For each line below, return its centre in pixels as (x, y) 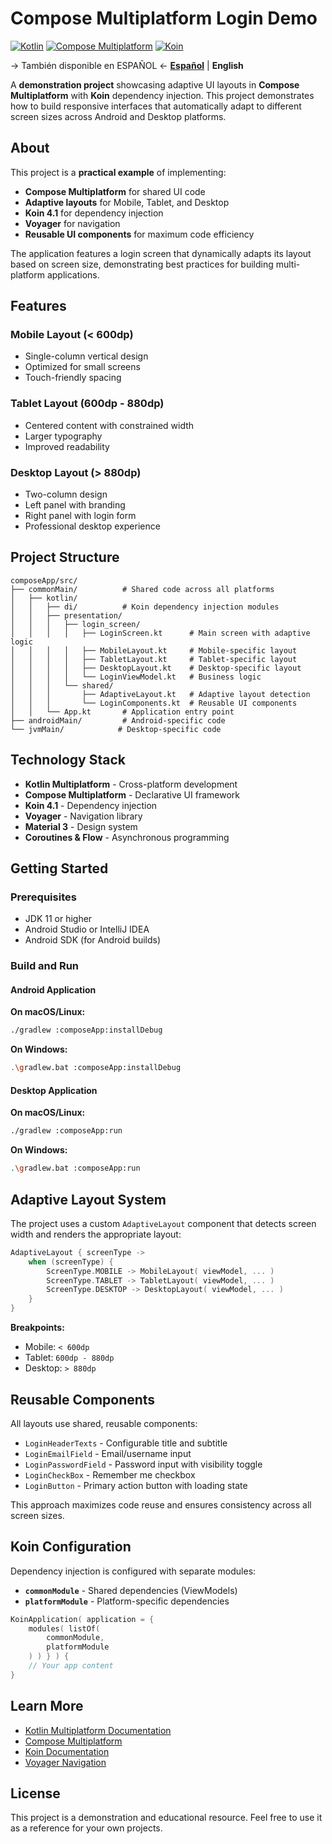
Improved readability (67, 446)
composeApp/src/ (44, 580)
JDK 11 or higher (58, 919)
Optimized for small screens (82, 367)
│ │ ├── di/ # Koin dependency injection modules (145, 607)
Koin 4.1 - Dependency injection (91, 805)
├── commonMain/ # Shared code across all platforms (142, 589)
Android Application (53, 989)
